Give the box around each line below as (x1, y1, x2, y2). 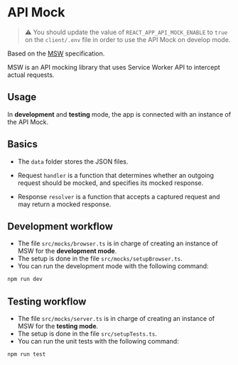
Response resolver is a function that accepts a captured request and (17, 192, 220, 201)
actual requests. (7, 70, 55, 79)
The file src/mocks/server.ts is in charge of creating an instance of (17, 314, 215, 323)
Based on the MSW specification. (7, 49, 105, 58)
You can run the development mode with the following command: (17, 262, 209, 270)
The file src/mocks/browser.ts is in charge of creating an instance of (17, 239, 218, 248)
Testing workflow (7, 295, 87, 307)
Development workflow (7, 220, 114, 232)
